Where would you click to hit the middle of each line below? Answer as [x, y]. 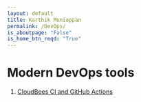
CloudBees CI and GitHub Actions [65, 92]
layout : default [30, 13]
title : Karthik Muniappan [44, 20]
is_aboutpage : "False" [40, 33]
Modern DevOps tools [71, 73]
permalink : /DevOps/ [37, 26]
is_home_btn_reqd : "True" [44, 39]
